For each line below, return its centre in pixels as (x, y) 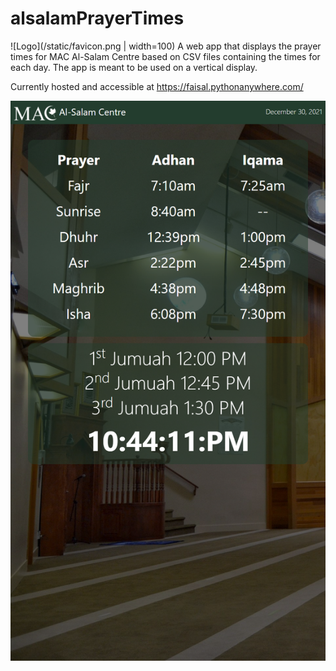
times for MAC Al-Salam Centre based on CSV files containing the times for (165, 56)
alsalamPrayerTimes (97, 18)
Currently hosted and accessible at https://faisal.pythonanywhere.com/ (157, 86)
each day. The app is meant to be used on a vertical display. (134, 67)
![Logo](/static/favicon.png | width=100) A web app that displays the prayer (166, 46)
